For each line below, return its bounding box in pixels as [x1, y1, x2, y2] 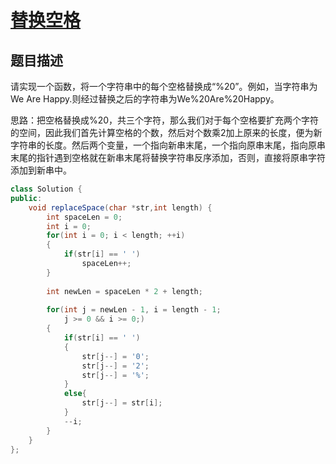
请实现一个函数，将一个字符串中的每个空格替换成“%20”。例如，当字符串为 [10, 81, 318, 92]
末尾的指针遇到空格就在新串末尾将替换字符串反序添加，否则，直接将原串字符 [10, 152, 326, 163]
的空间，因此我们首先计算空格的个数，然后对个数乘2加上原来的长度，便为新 [10, 127, 323, 138]
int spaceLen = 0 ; [46, 212, 123, 222]
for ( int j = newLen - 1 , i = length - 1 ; [46, 305, 222, 315]
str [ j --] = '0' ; [81, 351, 150, 361]
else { [63, 389, 87, 399]
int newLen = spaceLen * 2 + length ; [46, 286, 203, 296]
